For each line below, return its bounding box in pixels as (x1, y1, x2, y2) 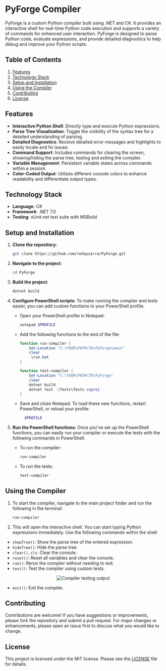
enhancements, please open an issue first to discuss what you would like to (5, 623, 160, 629)
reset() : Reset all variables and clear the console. (12, 554, 114, 561)
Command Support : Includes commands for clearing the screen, (12, 149, 145, 155)
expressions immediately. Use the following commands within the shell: (12, 529, 158, 535)
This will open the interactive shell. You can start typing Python (12, 524, 141, 530)
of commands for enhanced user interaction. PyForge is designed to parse (5, 30, 158, 36)
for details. (5, 661, 27, 667)
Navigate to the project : (12, 261, 62, 267)
